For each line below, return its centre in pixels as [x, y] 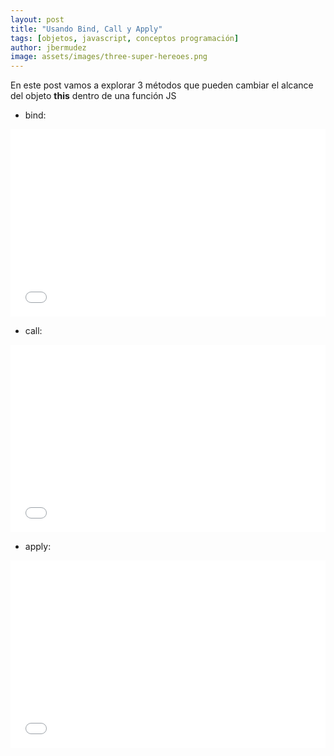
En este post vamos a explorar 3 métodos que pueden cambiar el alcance [162, 85]
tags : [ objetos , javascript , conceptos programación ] [125, 38]
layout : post [37, 19]
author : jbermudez [48, 47]
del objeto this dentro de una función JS [93, 96]
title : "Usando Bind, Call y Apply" [86, 29]
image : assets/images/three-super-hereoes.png [109, 57]
